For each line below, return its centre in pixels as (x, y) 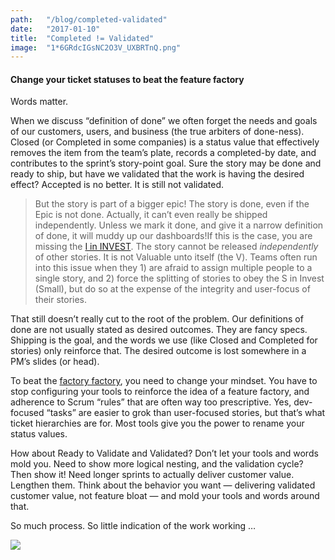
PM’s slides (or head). (55, 362)
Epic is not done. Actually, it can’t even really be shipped (151, 215)
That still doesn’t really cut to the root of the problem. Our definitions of (157, 319)
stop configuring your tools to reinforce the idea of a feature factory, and (160, 392)
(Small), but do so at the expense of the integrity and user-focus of (172, 289)
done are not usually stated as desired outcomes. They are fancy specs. (159, 330)
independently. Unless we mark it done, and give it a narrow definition (179, 225)
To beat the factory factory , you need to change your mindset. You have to (164, 381)
